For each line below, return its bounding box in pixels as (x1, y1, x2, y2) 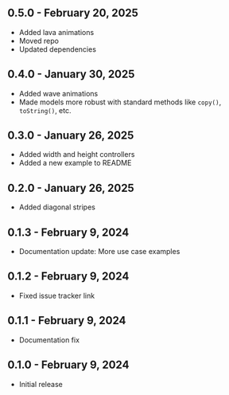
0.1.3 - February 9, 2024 (7, 225, 130, 239)
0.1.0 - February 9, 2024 (7, 358, 130, 372)
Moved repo (18, 36, 59, 45)
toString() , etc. (18, 105, 72, 115)
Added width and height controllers (18, 150, 135, 159)
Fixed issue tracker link (18, 291, 95, 300)
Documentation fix (18, 334, 80, 345)
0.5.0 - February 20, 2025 (7, 6, 138, 20)
